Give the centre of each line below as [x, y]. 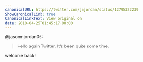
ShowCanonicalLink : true [30, 14]
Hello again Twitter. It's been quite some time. [63, 46]
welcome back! [20, 56]
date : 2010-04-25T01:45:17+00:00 [39, 23]
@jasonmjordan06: [24, 37]
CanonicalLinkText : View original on [43, 18]
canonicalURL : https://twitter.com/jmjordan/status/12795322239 [72, 9]
